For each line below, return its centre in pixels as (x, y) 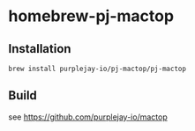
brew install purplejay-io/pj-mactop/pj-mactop (97, 69)
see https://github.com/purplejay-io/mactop (88, 117)
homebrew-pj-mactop (91, 16)
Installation (40, 49)
